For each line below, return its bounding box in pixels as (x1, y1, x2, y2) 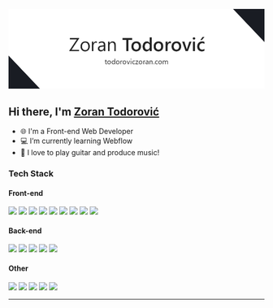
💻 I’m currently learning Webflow (19, 136, 132, 146)
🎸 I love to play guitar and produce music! (19, 148, 160, 158)
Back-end (8, 225, 42, 236)
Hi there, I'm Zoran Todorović (8, 105, 160, 119)
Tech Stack (8, 167, 54, 179)
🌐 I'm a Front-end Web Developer (19, 127, 134, 137)
